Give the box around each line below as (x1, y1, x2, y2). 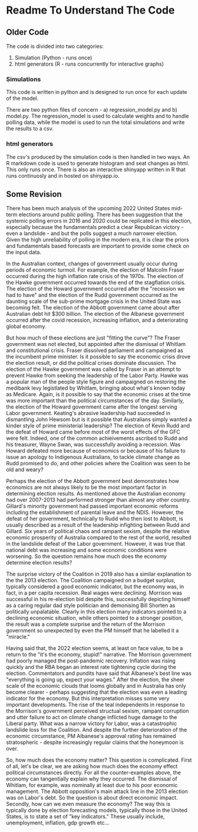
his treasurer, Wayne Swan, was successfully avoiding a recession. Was (6, 441, 181, 448)
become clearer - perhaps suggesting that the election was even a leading (6, 689, 187, 696)
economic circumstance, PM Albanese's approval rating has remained (6, 733, 176, 740)
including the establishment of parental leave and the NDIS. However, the (6, 509, 184, 516)
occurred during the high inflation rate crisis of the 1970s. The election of (6, 273, 184, 280)
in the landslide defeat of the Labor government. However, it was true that (6, 540, 186, 547)
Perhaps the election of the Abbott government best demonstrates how (6, 478, 180, 485)
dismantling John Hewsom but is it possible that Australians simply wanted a (6, 416, 192, 423)
